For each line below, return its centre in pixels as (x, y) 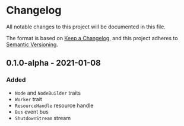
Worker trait (28, 99)
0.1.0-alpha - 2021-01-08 (53, 63)
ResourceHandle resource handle (54, 105)
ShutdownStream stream (43, 118)
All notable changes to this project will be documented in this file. (86, 27)
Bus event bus (31, 112)
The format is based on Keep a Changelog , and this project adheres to (92, 38)
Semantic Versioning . (32, 44)
